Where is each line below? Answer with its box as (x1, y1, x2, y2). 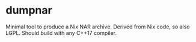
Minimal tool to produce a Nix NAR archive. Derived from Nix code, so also (5, 23, 190, 30)
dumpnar (5, 4, 52, 17)
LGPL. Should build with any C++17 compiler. (5, 29, 117, 36)
